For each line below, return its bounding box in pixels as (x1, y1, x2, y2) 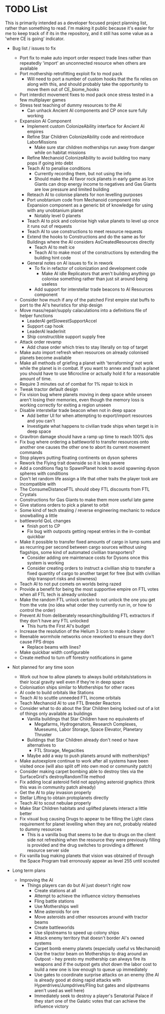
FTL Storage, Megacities (34, 747, 85, 753)
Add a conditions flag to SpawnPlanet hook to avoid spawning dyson (19, 465, 160, 471)
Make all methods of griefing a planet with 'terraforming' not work (19, 360, 154, 366)
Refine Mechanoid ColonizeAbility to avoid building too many (27, 154, 151, 160)
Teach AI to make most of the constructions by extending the (34, 249, 159, 255)
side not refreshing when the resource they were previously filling (27, 837, 161, 843)
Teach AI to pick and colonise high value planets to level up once (27, 218, 159, 224)
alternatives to (27, 742, 56, 748)
